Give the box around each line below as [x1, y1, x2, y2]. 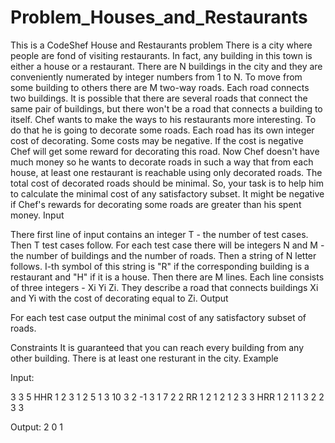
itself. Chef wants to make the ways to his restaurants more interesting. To [10, 113, 317, 125]
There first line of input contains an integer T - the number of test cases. [10, 228, 309, 240]
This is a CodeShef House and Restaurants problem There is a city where [10, 39, 313, 51]
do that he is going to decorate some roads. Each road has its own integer [10, 124, 315, 136]
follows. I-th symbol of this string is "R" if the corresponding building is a [10, 260, 310, 272]
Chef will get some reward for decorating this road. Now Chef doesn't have [10, 145, 320, 157]
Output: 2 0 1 [10, 421, 63, 433]
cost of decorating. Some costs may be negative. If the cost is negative [10, 134, 304, 146]
